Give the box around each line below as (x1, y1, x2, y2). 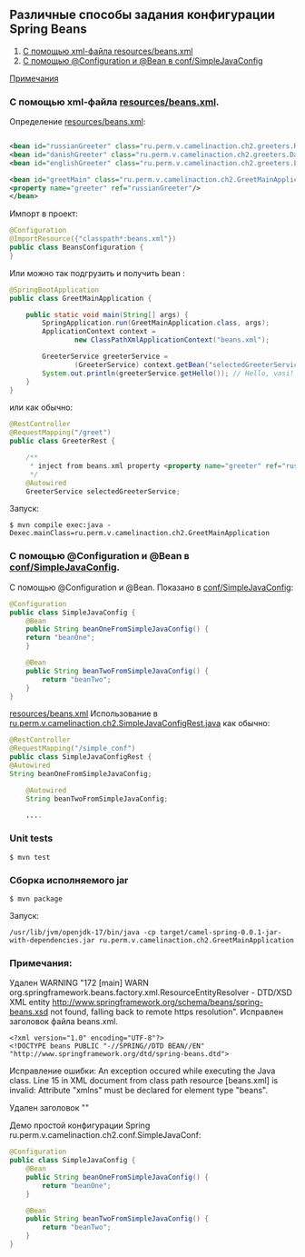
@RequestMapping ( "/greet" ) (9, 428, 112, 437)
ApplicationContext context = (42, 327, 156, 336)
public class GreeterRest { (9, 436, 116, 446)
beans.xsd (9, 1006, 49, 1017)
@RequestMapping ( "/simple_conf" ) (9, 744, 136, 753)
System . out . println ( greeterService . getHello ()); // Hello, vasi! (42, 368, 295, 378)
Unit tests (9, 832, 54, 844)
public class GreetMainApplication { (9, 294, 152, 303)
